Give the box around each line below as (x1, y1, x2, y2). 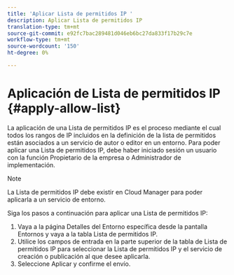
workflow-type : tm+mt (7, 36, 71, 43)
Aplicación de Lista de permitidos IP (7, 85, 221, 101)
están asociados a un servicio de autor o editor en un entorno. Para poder (7, 138, 221, 147)
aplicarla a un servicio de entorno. (7, 195, 106, 204)
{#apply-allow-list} (7, 101, 121, 116)
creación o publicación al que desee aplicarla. (17, 252, 151, 260)
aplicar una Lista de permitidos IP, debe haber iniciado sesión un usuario (7, 146, 217, 154)
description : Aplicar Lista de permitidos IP (7, 17, 142, 24)
